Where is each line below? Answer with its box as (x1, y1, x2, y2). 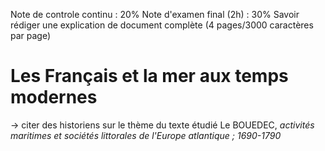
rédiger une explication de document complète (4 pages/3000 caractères (10, 19, 314, 31)
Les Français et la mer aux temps (10, 65, 289, 88)
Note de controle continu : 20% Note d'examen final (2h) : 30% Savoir (10, 9, 300, 20)
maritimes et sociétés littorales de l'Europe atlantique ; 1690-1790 (10, 129, 282, 141)
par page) (10, 30, 52, 41)
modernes (10, 86, 98, 109)
